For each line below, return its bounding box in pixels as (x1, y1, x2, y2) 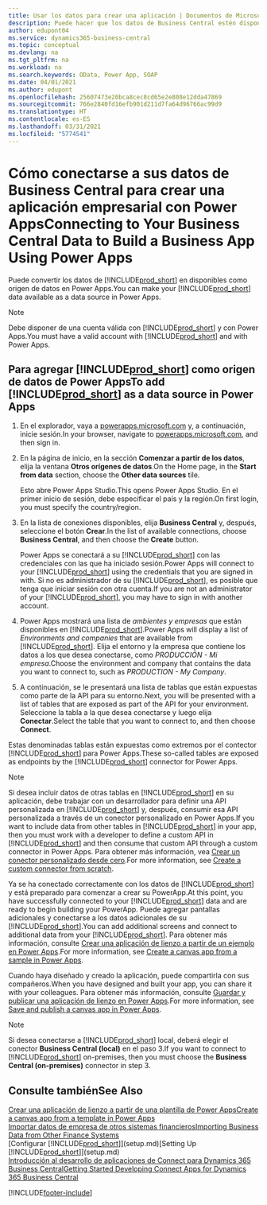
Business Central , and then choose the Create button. (19, 534, 199, 545)
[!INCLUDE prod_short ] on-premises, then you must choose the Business (8, 1052, 247, 1062)
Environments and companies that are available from (19, 633, 193, 643)
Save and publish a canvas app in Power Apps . (8, 1005, 161, 1014)
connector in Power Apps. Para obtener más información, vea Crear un (8, 847, 241, 857)
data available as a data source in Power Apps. (8, 292, 161, 301)
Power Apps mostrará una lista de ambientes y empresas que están (19, 616, 242, 626)
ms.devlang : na (8, 49, 59, 56)
